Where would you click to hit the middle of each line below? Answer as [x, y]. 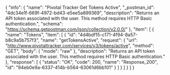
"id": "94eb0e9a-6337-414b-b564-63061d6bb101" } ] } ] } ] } [70, 67]
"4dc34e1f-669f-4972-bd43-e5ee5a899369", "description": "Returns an [82, 13]
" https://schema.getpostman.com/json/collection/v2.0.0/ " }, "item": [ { [80, 29]
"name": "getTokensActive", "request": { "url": [89, 40]
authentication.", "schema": [34, 24]
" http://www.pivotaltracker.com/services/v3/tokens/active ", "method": [80, 45]
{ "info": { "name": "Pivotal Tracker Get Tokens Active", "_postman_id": [80, 7]
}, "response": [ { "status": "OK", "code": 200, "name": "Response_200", [82, 62]
